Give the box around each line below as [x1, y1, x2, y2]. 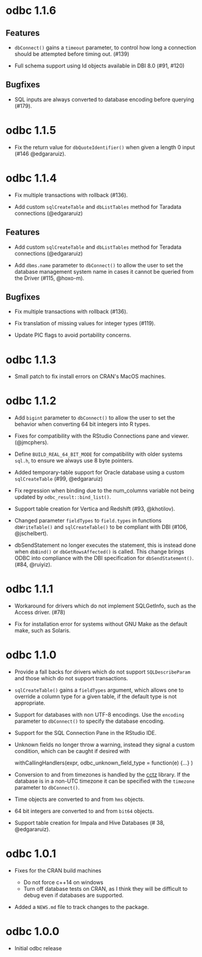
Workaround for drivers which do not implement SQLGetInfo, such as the [14, 602, 196, 610]
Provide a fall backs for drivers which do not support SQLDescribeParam [14, 668, 191, 675]
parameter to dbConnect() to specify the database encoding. [14, 717, 165, 725]
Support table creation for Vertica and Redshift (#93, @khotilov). [14, 505, 175, 513]
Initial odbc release [14, 944, 62, 952]
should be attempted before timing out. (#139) [14, 50, 129, 58]
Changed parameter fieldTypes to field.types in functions [14, 517, 161, 524]
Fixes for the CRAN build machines [14, 867, 102, 874]
